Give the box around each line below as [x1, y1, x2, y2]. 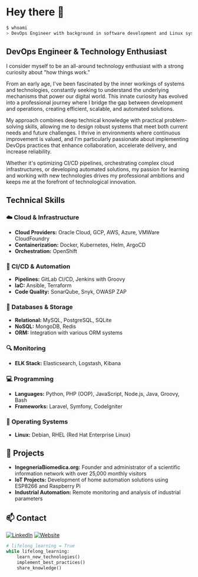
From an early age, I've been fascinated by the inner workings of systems [6, 80, 184, 87]
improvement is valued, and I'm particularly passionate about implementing [6, 135, 189, 142]
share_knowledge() [16, 565, 62, 571]
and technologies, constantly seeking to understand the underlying [6, 86, 169, 93]
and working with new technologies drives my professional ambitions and [6, 172, 184, 179]
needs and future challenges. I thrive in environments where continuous [6, 129, 181, 136]
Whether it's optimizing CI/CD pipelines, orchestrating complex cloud [6, 159, 174, 166]
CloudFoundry [14, 235, 50, 242]
